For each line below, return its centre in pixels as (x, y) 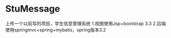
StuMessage (33, 9)
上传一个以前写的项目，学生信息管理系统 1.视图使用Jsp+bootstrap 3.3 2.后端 (86, 23)
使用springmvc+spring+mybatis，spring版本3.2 (56, 30)
